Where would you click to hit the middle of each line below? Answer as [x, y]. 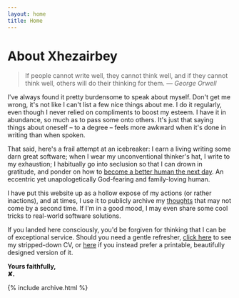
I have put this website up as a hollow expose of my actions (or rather [110, 193]
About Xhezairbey [62, 56]
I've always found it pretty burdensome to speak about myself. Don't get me [119, 97]
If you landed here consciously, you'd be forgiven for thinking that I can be [117, 230]
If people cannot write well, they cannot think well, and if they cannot [126, 76]
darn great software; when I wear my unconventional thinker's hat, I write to [119, 157]
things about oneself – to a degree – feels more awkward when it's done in [117, 128]
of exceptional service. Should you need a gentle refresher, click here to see [119, 237]
